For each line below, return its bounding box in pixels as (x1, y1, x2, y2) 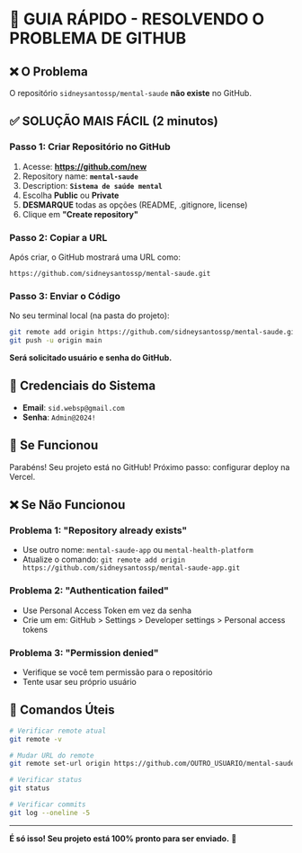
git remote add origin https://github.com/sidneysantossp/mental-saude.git (9, 328, 299, 337)
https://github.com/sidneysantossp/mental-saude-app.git (22, 564, 241, 573)
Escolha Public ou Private (22, 190, 120, 200)
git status (9, 784, 50, 793)
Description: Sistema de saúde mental (22, 180, 164, 191)
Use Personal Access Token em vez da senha (22, 605, 191, 616)
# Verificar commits (9, 800, 87, 809)
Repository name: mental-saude (22, 171, 139, 182)
